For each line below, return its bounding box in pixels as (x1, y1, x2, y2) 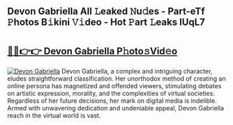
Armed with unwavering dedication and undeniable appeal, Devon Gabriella (7, 104, 225, 112)
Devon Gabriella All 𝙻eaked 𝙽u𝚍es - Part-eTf (7, 6, 205, 17)
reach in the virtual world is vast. (7, 111, 101, 119)
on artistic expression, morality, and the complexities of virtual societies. (7, 90, 215, 97)
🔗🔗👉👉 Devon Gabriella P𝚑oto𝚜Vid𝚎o (7, 45, 178, 57)
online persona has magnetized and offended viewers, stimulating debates (7, 82, 222, 90)
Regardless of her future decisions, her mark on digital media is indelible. (7, 97, 218, 105)
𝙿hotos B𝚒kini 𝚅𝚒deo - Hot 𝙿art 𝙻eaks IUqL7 (7, 17, 206, 28)
